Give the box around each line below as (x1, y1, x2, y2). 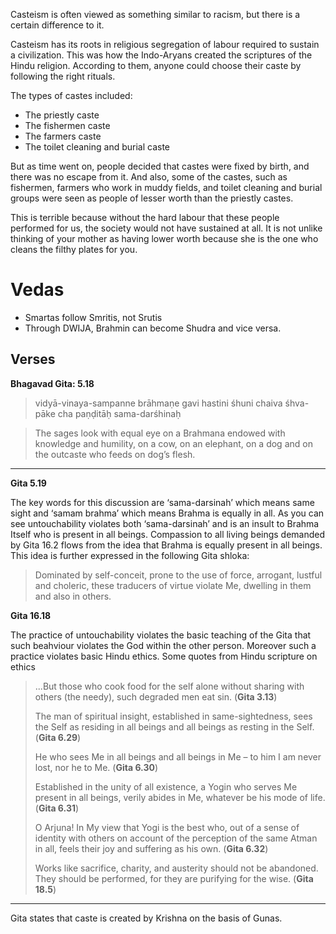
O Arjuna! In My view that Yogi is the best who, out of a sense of (34, 821, 300, 833)
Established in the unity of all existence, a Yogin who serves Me (34, 780, 298, 793)
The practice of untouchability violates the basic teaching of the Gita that (10, 629, 312, 641)
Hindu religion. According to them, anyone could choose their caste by (10, 60, 302, 71)
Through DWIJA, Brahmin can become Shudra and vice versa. (24, 322, 282, 334)
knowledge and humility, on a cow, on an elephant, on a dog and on (34, 437, 313, 449)
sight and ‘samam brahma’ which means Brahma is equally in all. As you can (10, 507, 325, 519)
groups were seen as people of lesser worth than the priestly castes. (10, 192, 294, 204)
